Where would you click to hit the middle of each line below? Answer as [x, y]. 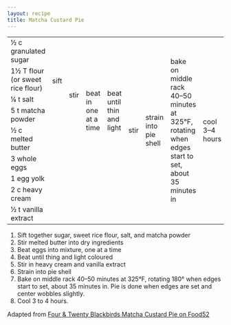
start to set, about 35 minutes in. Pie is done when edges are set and [114, 286]
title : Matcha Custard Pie [46, 20]
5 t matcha [28, 110]
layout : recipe [29, 13]
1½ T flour [27, 71]
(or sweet [26, 79]
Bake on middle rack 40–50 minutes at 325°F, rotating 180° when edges [119, 279]
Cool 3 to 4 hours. [43, 301]
